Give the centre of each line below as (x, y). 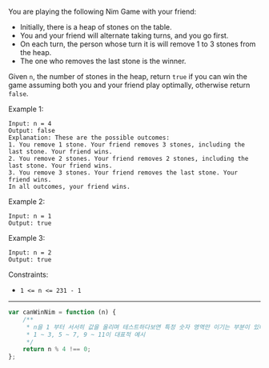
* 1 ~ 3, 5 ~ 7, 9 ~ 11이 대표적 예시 (86, 334)
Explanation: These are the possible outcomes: (89, 138)
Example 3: (27, 238)
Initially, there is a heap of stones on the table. (96, 27)
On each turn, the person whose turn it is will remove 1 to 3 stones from (138, 44)
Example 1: (26, 109)
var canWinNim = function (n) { (62, 312)
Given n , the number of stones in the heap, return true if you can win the (128, 76)
